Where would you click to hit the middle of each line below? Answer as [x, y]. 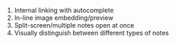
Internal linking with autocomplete [64, 10]
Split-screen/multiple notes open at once [74, 25]
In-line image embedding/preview [64, 18]
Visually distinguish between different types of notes [92, 33]
